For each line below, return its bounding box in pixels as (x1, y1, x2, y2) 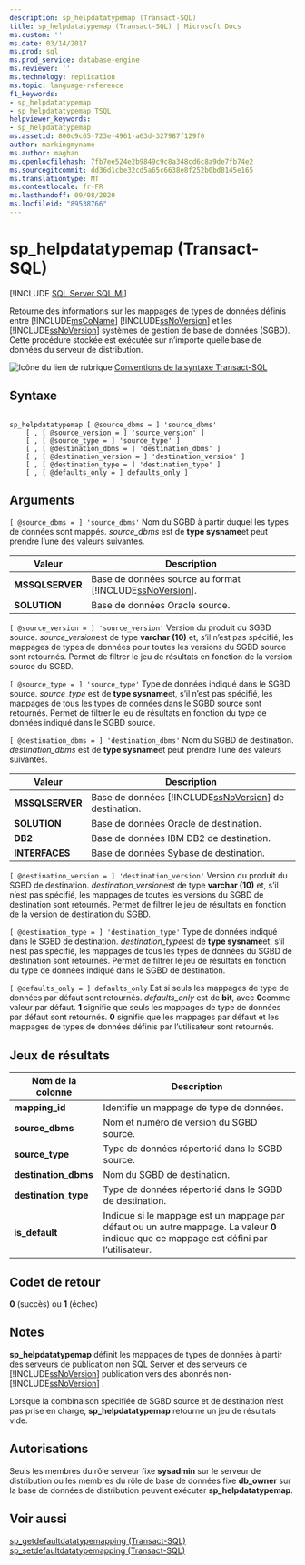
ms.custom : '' (9, 30, 64, 39)
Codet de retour (9, 1274, 102, 1289)
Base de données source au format (90, 573, 241, 586)
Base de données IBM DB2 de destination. (90, 832, 271, 845)
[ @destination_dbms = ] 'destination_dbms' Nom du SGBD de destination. (9, 735, 294, 746)
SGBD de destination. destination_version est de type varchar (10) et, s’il (9, 879, 279, 891)
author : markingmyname (9, 140, 95, 149)
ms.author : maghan (9, 148, 79, 157)
